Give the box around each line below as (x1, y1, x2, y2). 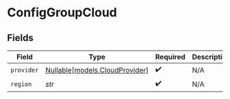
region (10, 80, 32, 88)
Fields (7, 32, 34, 44)
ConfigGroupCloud (7, 5, 118, 20)
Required (155, 53, 186, 61)
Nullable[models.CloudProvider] (45, 65, 149, 74)
